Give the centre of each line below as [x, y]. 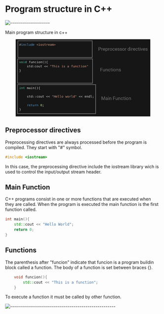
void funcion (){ [31, 277]
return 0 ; [24, 230]
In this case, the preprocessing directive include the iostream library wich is [82, 166]
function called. [21, 210]
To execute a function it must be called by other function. [63, 297]
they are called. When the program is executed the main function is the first [82, 204]
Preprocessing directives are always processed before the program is [76, 142]
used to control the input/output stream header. [53, 172]
